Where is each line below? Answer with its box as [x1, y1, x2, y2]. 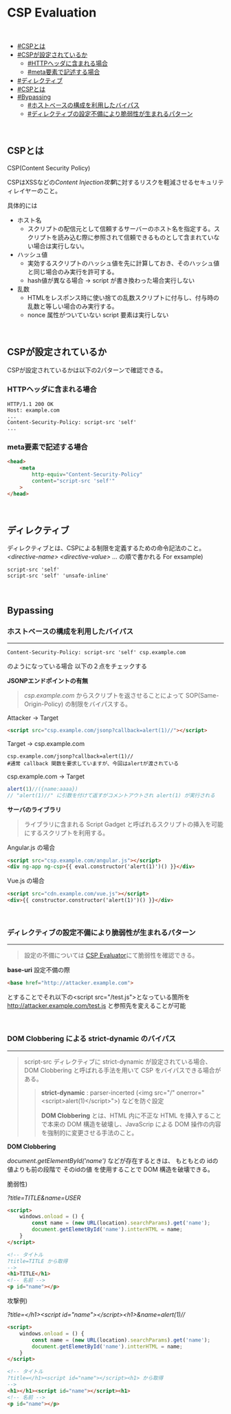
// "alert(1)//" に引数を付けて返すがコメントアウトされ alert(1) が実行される [7, 791, 215, 799]
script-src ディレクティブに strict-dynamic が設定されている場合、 [23, 1057, 212, 1066]
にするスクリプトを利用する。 [23, 829, 109, 837]
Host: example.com [7, 407, 60, 414]
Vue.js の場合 [7, 877, 45, 885]
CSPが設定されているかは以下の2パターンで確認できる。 [7, 365, 167, 374]
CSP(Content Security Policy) [7, 163, 91, 172]
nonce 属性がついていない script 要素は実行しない [27, 310, 169, 319]
